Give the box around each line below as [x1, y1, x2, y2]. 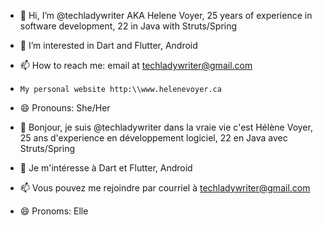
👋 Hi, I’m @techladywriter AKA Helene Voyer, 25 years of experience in [19, 10, 313, 21]
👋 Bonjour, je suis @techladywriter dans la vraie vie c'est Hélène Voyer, [19, 121, 313, 133]
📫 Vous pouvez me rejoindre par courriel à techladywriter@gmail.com [19, 182, 311, 194]
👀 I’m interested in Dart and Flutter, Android [19, 40, 198, 51]
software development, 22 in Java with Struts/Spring [19, 20, 238, 32]
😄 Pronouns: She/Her [19, 102, 111, 114]
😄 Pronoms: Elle [19, 205, 89, 217]
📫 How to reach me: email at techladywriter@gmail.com [19, 60, 253, 71]
